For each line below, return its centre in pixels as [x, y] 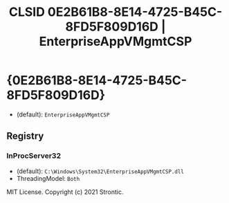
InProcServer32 [34, 156]
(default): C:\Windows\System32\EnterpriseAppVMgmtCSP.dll [100, 171]
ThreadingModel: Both [48, 178]
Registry [25, 136]
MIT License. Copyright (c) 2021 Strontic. [65, 192]
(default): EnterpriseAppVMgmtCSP [63, 114]
